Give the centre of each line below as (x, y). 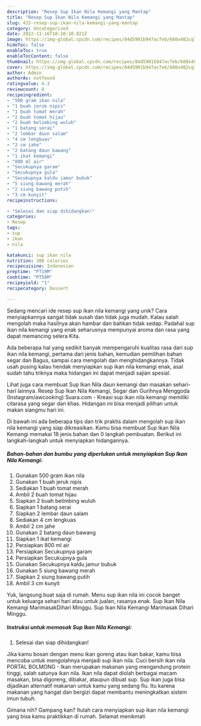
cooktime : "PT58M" (30, 277)
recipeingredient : (30, 95)
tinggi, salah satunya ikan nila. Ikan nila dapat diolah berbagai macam (92, 673)
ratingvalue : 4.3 (28, 84)
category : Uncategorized (38, 28)
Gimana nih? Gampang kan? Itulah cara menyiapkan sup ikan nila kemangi (98, 710)
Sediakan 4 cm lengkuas (46, 520)
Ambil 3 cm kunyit (38, 583)
